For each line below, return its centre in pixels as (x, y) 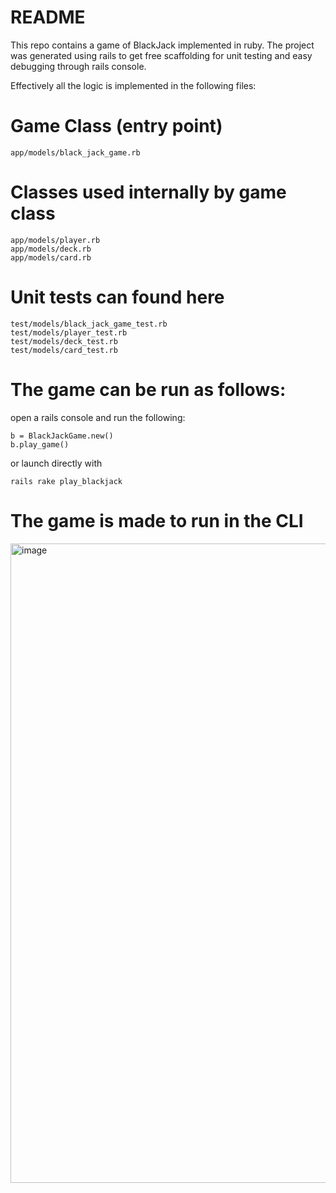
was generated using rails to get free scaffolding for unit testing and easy (161, 55)
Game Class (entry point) (116, 126)
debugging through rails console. (78, 66)
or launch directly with (56, 463)
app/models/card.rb (51, 257)
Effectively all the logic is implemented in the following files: (133, 85)
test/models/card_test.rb (64, 350)
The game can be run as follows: (148, 389)
